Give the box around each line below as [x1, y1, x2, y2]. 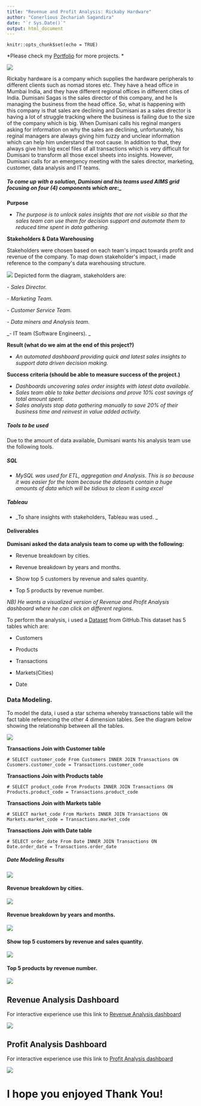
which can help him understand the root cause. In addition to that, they [7, 139, 181, 146]
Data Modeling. [7, 695, 53, 704]
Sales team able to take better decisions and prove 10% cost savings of [15, 389, 193, 396]
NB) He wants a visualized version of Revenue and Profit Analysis [7, 598, 169, 606]
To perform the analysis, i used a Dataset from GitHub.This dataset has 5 [7, 616, 186, 624]
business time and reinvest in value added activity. [15, 408, 141, 415]
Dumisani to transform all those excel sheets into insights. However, [7, 151, 174, 159]
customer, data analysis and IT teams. [7, 164, 100, 171]
